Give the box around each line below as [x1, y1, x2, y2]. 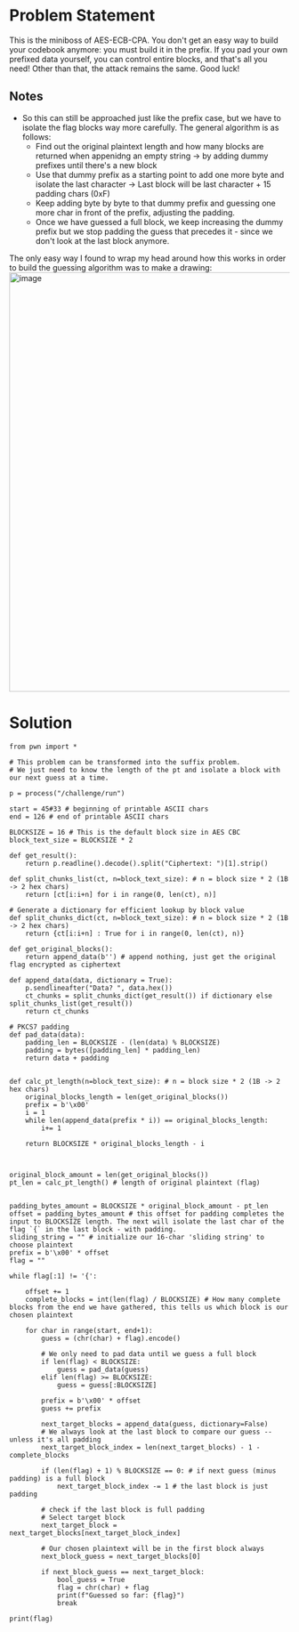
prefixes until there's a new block [35, 159, 158, 170]
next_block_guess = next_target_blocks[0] [41, 1552, 201, 1561]
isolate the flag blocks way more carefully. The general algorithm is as [21, 122, 279, 133]
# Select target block [41, 1513, 125, 1522]
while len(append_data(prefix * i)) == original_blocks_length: [25, 1116, 269, 1125]
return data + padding [25, 1054, 109, 1062]
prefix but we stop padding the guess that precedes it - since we [35, 226, 273, 237]
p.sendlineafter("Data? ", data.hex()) [25, 983, 174, 992]
